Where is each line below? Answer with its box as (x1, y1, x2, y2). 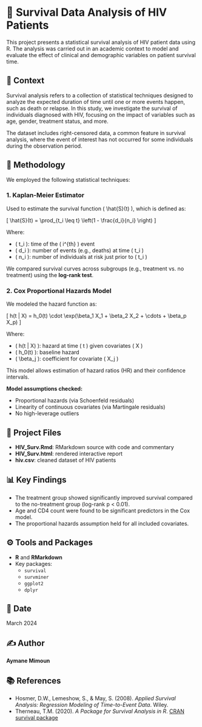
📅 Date (6, 603, 32, 613)
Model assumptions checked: (6, 385, 83, 393)
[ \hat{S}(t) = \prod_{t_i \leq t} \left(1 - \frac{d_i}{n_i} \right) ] (6, 216, 157, 224)
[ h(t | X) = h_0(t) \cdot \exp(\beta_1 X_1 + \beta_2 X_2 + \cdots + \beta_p (6, 312, 187, 320)
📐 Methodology (6, 160, 66, 170)
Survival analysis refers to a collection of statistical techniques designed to (6, 91, 194, 99)
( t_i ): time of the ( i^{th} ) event (15, 240, 95, 247)
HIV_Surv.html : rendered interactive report (15, 450, 123, 457)
